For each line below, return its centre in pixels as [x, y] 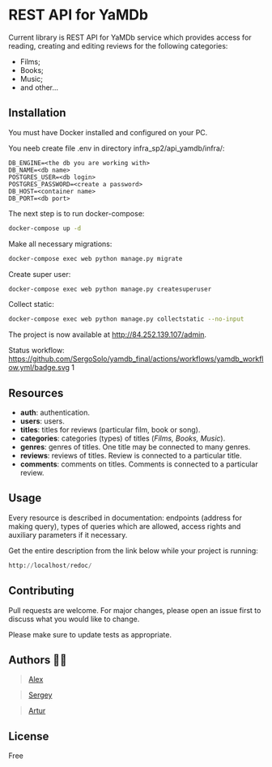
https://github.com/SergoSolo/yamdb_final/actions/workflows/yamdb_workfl [136, 359]
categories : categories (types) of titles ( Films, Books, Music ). [123, 438]
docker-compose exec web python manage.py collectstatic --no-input [126, 319]
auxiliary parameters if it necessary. [68, 535]
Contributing [41, 591]
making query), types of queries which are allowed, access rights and [125, 526]
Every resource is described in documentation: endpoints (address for [125, 518]
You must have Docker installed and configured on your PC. [108, 132]
